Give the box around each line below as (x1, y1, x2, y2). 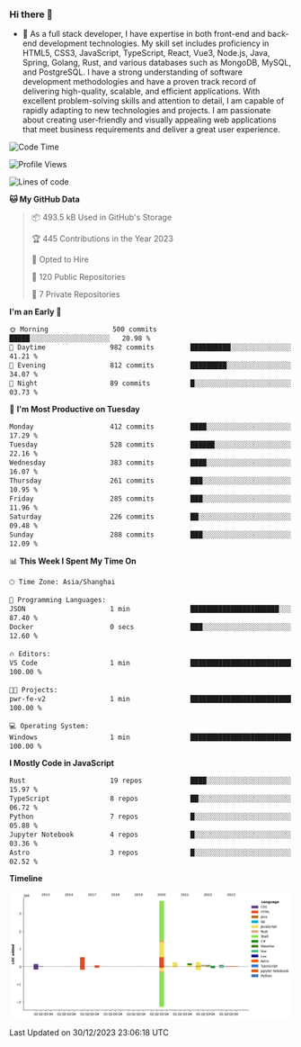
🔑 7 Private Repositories (31, 289, 120, 300)
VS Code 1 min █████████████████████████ (9, 659, 292, 668)
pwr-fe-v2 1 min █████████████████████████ (9, 695, 292, 704)
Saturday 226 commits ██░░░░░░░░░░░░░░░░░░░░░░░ (9, 512, 292, 521)
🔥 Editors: (9, 650, 51, 659)
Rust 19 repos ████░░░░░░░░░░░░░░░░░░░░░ (9, 776, 292, 786)
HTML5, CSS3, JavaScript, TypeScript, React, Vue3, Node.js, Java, (22, 48, 270, 59)
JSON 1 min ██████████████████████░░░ (9, 605, 292, 614)
